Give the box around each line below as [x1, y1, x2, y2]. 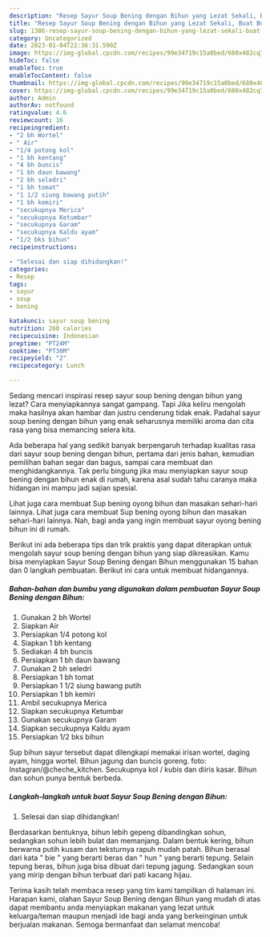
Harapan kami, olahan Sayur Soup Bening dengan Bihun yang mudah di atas [9, 894, 261, 903]
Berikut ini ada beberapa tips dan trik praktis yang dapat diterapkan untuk [9, 540, 252, 549]
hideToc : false [9, 57, 60, 65]
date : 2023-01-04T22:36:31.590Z [9, 42, 117, 50]
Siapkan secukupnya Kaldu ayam [20, 723, 131, 733]
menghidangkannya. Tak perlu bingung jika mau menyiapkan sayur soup [9, 466, 248, 475]
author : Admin [9, 94, 57, 102]
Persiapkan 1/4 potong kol [20, 629, 107, 639]
